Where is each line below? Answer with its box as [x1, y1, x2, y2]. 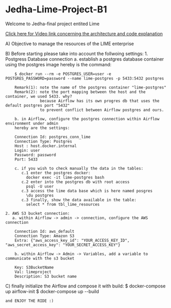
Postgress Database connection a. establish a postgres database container [5, 56, 164, 62]
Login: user [14, 148, 40, 153]
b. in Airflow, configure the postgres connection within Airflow [14, 116, 160, 121]
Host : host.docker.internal [14, 143, 77, 149]
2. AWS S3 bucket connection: [5, 211, 70, 216]
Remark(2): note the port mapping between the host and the [14, 89, 146, 95]
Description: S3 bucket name [14, 274, 77, 279]
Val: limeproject [14, 269, 52, 275]
